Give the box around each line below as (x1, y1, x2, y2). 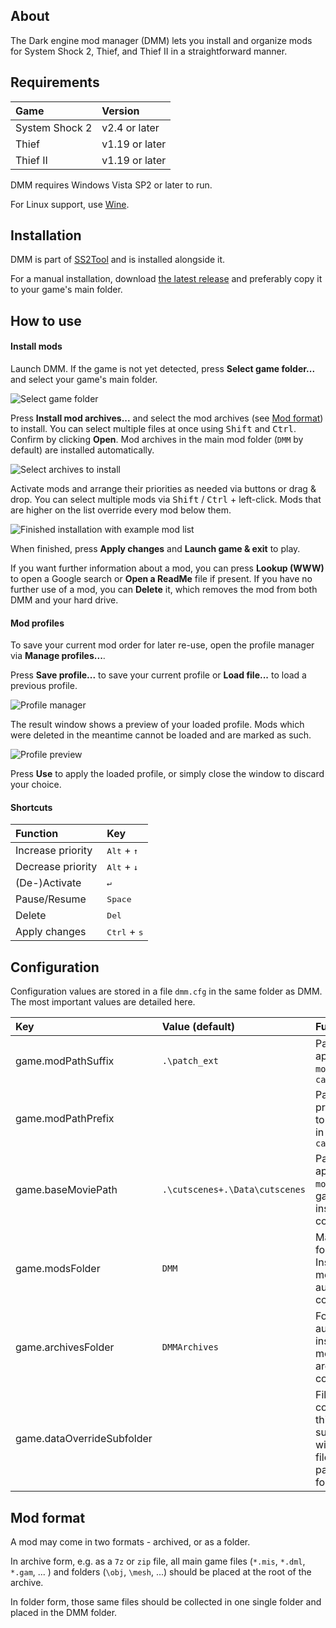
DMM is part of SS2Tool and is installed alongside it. (10, 254, 226, 266)
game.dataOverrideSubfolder (15, 1432, 153, 1446)
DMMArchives (161, 1342, 219, 1353)
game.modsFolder (15, 1262, 101, 1276)
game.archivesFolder (15, 1340, 115, 1354)
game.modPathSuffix (15, 1054, 115, 1068)
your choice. (10, 779, 62, 791)
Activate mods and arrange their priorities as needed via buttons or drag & (10, 483, 317, 495)
